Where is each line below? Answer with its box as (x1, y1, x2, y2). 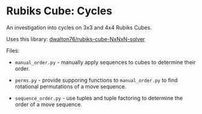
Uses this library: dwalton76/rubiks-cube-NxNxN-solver (6, 35, 145, 42)
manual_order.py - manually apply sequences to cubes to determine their (14, 58, 196, 66)
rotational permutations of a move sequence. (14, 82, 127, 90)
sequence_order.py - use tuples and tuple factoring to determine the (14, 94, 183, 101)
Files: (6, 47, 20, 54)
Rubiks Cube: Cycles (6, 4, 112, 18)
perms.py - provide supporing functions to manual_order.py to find (14, 76, 178, 84)
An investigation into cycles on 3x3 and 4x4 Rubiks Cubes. (6, 24, 152, 31)
